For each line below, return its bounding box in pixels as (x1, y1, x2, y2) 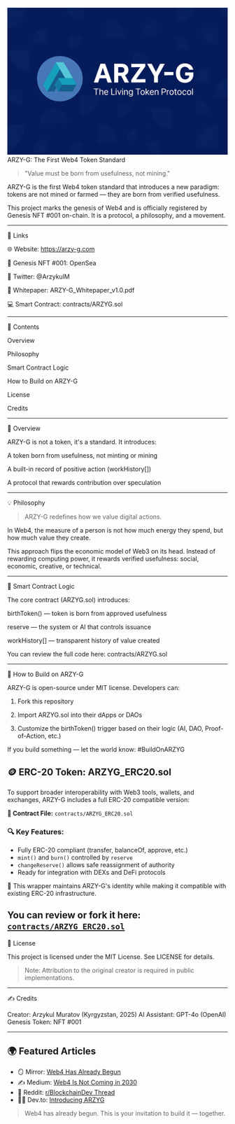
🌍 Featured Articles (7, 1045, 97, 1057)
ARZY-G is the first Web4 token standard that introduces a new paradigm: (7, 183, 220, 191)
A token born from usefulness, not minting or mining (7, 451, 158, 459)
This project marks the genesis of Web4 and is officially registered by (7, 204, 208, 212)
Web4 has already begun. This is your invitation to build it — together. (24, 1109, 226, 1118)
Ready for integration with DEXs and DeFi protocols (17, 868, 166, 876)
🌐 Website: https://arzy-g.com (7, 244, 95, 253)
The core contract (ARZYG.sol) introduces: (7, 596, 131, 604)
